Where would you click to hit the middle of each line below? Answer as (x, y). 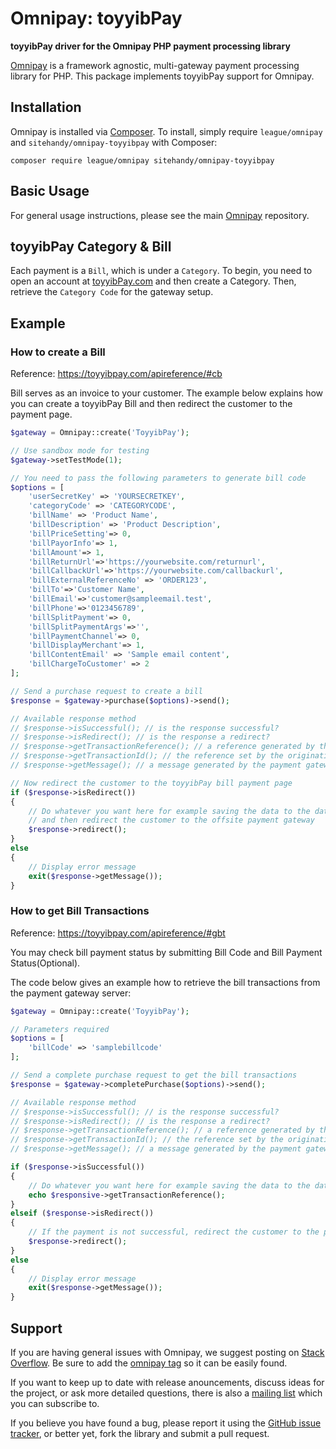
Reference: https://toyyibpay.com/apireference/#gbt (118, 933)
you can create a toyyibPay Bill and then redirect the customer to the (151, 404)
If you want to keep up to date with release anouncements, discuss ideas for (167, 1383)
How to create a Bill (58, 352)
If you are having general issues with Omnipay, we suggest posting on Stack (167, 1353)
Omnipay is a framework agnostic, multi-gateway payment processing (155, 65)
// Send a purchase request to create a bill (106, 691)
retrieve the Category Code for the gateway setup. (112, 292)
